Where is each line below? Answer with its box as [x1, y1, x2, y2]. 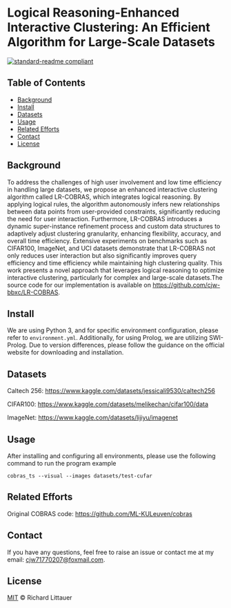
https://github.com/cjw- [152, 281, 221, 289]
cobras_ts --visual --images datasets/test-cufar [7, 473, 153, 479]
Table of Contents [7, 77, 86, 89]
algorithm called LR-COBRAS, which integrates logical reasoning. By [7, 192, 201, 201]
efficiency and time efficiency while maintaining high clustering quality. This [7, 258, 223, 267]
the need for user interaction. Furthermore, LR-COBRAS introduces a [7, 214, 203, 222]
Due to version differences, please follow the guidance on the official [28, 341, 225, 350]
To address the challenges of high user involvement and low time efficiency [7, 178, 222, 186]
